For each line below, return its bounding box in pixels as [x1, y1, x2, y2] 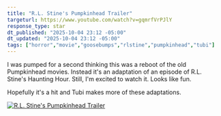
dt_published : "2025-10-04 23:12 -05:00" [7, 29, 127, 36]
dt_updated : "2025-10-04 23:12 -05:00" [7, 35, 121, 42]
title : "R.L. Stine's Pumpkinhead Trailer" [7, 10, 133, 17]
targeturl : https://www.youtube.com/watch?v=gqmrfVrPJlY [7, 16, 173, 23]
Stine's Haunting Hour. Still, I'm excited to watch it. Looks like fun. [7, 75, 192, 83]
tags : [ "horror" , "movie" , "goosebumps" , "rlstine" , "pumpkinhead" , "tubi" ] [7, 42, 215, 48]
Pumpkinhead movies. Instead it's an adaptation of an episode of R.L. [7, 68, 203, 76]
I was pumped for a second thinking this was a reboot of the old [7, 61, 186, 68]
